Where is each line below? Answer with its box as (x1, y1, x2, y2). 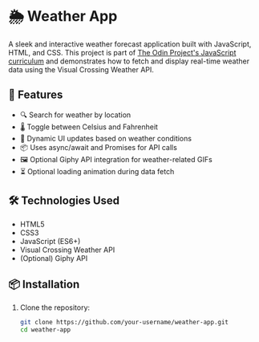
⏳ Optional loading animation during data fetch (19, 166, 175, 176)
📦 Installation (8, 277, 80, 291)
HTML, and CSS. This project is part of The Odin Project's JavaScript (8, 47, 237, 57)
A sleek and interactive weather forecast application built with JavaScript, (8, 39, 252, 49)
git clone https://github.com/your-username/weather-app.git (19, 319, 229, 327)
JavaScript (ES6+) (19, 236, 81, 246)
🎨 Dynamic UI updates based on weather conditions (19, 133, 192, 143)
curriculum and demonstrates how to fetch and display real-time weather (8, 56, 250, 66)
